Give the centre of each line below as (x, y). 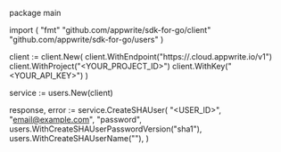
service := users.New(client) (61, 93)
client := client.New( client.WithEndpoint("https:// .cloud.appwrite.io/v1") (141, 56)
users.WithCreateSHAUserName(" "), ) (79, 138)
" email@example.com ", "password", (76, 120)
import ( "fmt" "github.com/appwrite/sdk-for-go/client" (110, 30)
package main (35, 13)
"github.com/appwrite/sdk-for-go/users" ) (87, 40)
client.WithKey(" (202, 66)
